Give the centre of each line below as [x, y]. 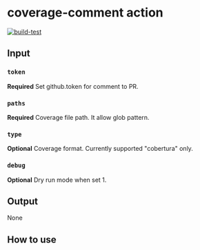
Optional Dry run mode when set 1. [57, 180]
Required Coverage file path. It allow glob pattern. [78, 117]
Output [22, 201]
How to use [32, 239]
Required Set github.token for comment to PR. [73, 86]
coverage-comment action [85, 13]
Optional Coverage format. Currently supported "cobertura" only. [100, 149]
